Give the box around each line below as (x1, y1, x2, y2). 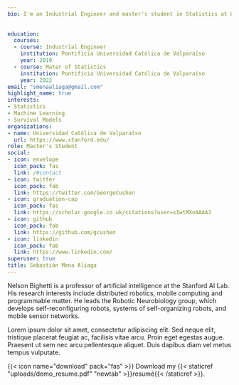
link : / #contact (14, 169, 62, 176)
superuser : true (7, 255, 55, 263)
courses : (14, 37, 40, 44)
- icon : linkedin (7, 236, 59, 243)
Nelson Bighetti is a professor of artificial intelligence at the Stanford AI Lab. (7, 281, 230, 290)
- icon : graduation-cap (7, 196, 78, 203)
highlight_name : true (7, 90, 72, 97)
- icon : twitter (7, 176, 55, 183)
